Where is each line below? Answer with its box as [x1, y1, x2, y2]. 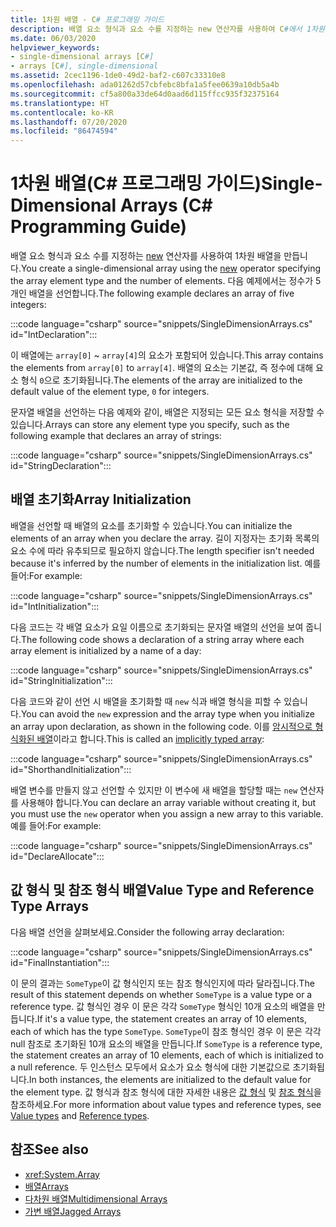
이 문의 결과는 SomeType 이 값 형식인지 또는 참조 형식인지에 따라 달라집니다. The [10, 977, 315, 989]
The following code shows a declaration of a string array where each [20, 633, 305, 645]
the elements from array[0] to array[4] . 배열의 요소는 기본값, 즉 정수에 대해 [10, 362, 314, 374]
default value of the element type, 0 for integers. [10, 386, 210, 398]
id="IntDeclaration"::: [10, 329, 98, 341]
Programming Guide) [10, 216, 188, 238]
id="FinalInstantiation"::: [10, 956, 110, 968]
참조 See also [10, 1141, 89, 1158]
